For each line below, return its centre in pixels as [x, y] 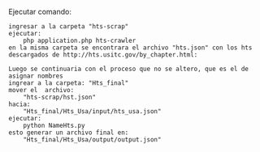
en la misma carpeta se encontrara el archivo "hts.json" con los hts [130, 48]
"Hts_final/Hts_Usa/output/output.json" [92, 140]
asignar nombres [36, 76]
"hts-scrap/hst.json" [59, 97]
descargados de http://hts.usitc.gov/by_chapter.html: [103, 55]
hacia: [19, 104]
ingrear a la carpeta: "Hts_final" [69, 83]
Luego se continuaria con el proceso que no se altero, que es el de [129, 69]
